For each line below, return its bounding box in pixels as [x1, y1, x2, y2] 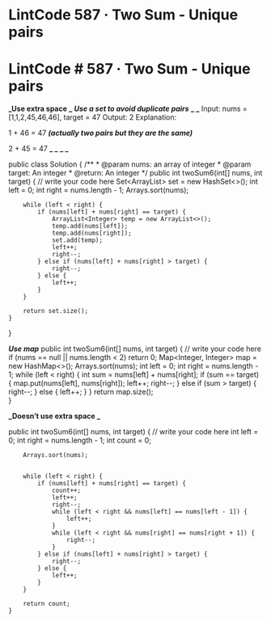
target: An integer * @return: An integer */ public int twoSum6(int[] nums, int [8, 168, 263, 178]
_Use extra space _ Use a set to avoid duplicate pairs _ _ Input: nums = [8, 104, 248, 114]
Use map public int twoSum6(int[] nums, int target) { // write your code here [8, 344, 261, 353]
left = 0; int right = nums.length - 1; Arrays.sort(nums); [8, 185, 189, 195]
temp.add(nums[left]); [51, 222, 129, 231]
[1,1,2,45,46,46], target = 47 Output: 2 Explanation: [8, 112, 177, 122]
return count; [23, 600, 70, 608]
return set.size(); [23, 307, 89, 315]
